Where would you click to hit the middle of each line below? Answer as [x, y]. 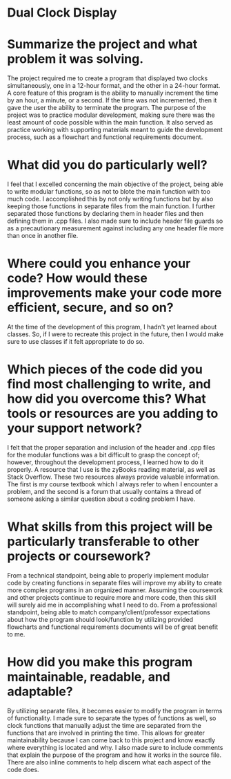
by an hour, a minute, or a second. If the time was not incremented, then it [112, 100]
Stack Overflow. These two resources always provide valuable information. [113, 477]
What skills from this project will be [110, 527]
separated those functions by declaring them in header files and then [106, 214]
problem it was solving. [75, 59]
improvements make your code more [114, 293]
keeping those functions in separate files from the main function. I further [111, 206]
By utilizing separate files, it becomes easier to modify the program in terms [115, 711]
